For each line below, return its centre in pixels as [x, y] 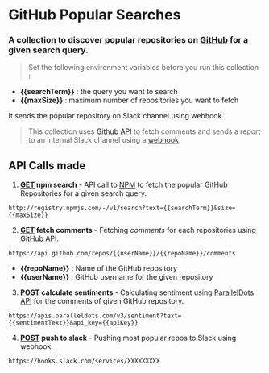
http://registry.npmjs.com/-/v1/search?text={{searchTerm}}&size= [122, 208]
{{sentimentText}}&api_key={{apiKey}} [73, 323]
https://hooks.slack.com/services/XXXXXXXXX [84, 361]
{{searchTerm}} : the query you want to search [99, 92]
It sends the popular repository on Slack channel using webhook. [116, 116]
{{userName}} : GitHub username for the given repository [116, 277]
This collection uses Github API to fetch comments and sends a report [144, 131]
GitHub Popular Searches [95, 15]
